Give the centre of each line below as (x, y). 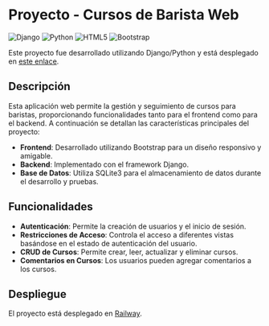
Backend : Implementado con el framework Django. (104, 164)
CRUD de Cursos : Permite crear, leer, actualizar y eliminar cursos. (129, 252)
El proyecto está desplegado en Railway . (75, 314)
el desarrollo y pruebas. (59, 181)
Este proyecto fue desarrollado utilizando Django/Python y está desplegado (134, 52)
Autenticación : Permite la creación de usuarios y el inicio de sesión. (133, 226)
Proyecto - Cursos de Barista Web (124, 15)
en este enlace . (34, 61)
